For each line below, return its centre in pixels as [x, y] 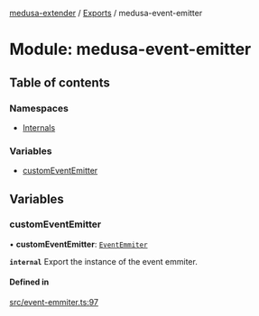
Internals [39, 127]
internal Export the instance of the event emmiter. [104, 261]
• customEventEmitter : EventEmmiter [79, 244]
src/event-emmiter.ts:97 [54, 302]
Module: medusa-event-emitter [130, 50]
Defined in [29, 282]
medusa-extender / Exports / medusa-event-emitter [106, 13]
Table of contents [60, 82]
